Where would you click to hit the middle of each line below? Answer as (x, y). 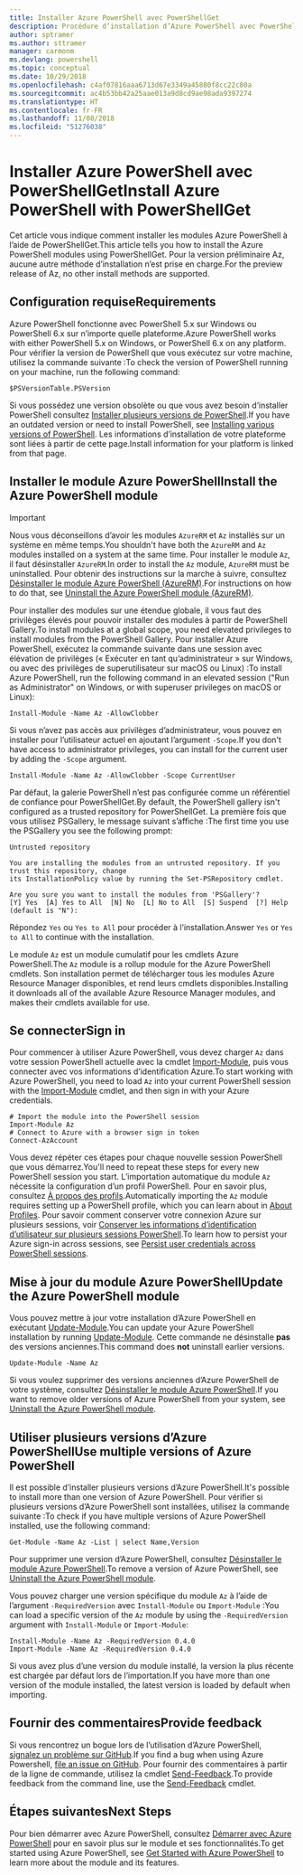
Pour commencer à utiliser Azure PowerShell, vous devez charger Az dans (147, 1052)
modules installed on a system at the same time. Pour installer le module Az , (150, 554)
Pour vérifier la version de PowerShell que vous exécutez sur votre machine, (151, 353)
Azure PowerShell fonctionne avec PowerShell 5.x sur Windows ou (133, 324)
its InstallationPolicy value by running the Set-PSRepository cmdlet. (147, 879)
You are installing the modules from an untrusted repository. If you (145, 863)
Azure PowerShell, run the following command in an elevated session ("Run (150, 677)
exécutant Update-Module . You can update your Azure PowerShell (132, 1328)
